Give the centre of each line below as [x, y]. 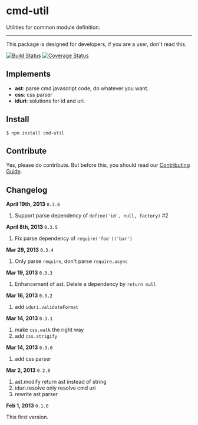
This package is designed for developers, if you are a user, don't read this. [96, 44]
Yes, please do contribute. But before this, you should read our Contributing [98, 165]
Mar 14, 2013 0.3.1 [29, 318]
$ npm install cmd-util [35, 133]
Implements [29, 74]
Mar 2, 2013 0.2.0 [28, 370]
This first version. [27, 417]
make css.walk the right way [49, 330]
